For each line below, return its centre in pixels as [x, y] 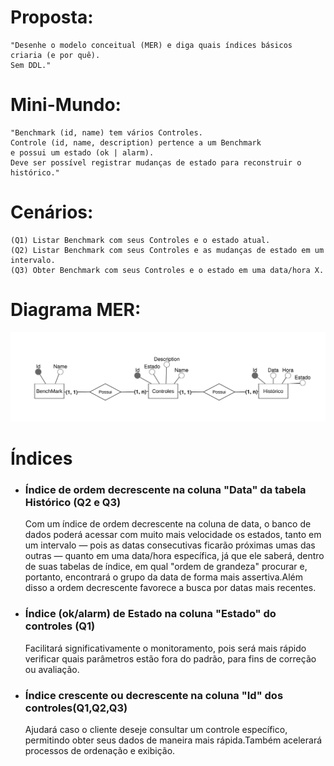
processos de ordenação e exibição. [100, 751]
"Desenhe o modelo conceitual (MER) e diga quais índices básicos [151, 45]
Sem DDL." [31, 65]
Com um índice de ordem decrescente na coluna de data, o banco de [168, 524]
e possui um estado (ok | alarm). [82, 152]
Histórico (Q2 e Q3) [73, 503]
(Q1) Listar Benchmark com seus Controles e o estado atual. [140, 240]
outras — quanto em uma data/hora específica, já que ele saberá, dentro [174, 556]
